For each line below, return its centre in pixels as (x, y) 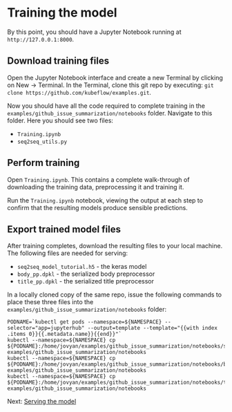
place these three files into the (50, 302)
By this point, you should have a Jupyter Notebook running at (94, 32)
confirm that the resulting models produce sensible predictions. (97, 207)
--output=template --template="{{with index (152, 328)
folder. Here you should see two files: (60, 120)
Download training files (58, 61)
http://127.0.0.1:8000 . (41, 39)
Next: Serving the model (42, 402)
